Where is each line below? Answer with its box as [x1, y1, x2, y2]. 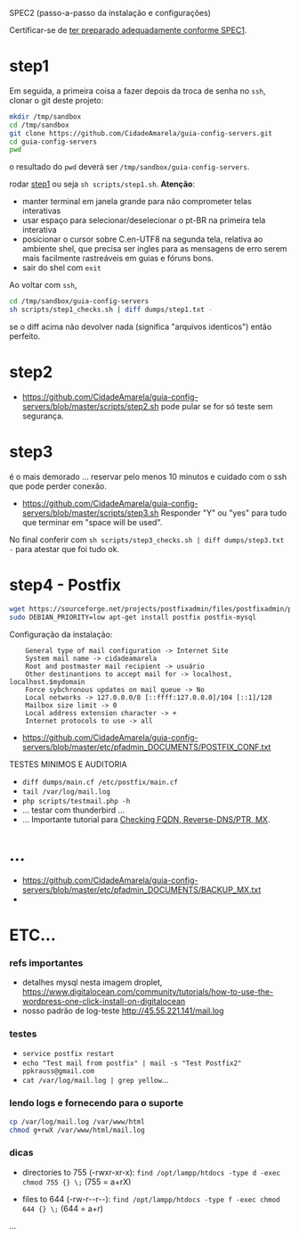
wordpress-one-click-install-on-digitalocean [21, 996, 186, 1007]
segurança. [21, 410, 64, 421]
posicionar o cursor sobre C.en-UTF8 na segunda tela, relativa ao [21, 234, 263, 244]
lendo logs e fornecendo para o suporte [9, 1097, 184, 1110]
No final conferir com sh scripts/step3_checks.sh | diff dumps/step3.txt [9, 534, 285, 545]
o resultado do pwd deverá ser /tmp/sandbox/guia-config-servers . [9, 161, 250, 172]
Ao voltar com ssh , [9, 280, 77, 291]
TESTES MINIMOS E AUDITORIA [9, 758, 127, 770]
